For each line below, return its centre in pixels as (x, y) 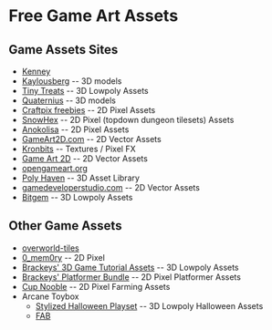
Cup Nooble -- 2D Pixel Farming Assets (96, 286)
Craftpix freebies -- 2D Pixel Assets (89, 110)
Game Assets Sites (63, 50)
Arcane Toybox (50, 296)
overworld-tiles (50, 248)
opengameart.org (55, 168)
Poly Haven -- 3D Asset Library (81, 178)
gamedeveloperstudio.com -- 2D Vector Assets (110, 187)
